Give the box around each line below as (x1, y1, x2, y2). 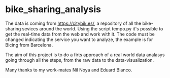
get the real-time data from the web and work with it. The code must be (5, 31, 155, 37)
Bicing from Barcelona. (5, 42, 53, 48)
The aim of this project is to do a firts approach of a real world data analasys (5, 52, 165, 58)
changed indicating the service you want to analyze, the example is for (5, 36, 153, 43)
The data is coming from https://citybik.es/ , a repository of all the (5, 20, 142, 26)
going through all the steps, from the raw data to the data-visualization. (5, 57, 154, 63)
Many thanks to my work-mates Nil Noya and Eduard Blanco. (5, 67, 132, 73)
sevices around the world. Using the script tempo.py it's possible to (22, 25, 163, 31)
